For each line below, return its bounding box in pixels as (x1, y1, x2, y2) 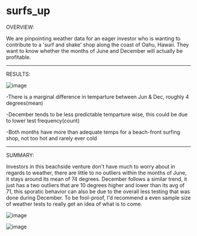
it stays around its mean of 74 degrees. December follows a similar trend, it (6, 175, 188, 183)
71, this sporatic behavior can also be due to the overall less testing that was (6, 188, 191, 195)
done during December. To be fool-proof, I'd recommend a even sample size (6, 194, 191, 201)
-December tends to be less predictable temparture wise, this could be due (6, 110, 188, 118)
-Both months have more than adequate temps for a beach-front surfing (6, 128, 181, 136)
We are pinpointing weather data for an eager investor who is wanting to (6, 35, 181, 42)
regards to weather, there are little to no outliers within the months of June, (6, 169, 187, 176)
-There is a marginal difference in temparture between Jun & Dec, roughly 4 (6, 93, 189, 100)
